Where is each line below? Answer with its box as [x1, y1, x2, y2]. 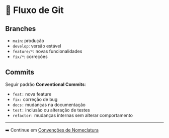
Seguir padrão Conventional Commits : [5, 81, 87, 87]
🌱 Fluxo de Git [5, 4, 64, 16]
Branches [5, 24, 36, 33]
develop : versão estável [12, 43, 61, 49]
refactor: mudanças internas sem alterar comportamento [12, 112, 133, 118]
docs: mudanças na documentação [12, 101, 86, 107]
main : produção [12, 37, 44, 43]
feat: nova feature [12, 91, 52, 97]
